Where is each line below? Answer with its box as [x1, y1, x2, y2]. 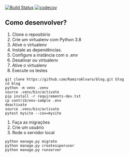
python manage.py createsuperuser [5, 143, 75, 148]
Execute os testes [12, 67, 48, 73]
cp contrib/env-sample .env [5, 98, 62, 103]
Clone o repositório [12, 31, 51, 37]
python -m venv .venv [5, 85, 49, 90]
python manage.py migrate [5, 139, 57, 144]
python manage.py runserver [5, 147, 62, 152]
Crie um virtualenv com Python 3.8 [12, 36, 82, 42]
